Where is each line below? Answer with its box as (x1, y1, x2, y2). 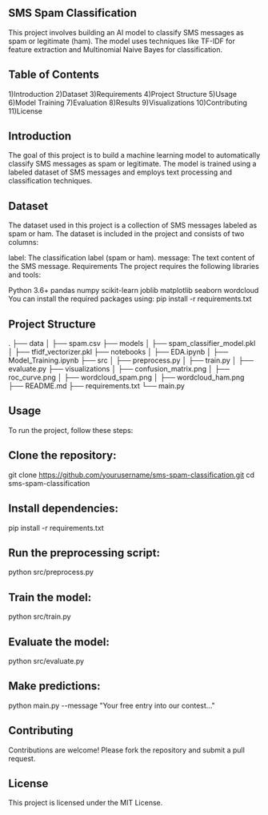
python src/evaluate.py (8, 656, 85, 665)
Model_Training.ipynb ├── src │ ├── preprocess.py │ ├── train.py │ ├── (8, 355, 254, 365)
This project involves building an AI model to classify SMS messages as (8, 27, 244, 37)
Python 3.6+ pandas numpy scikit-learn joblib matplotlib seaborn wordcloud (8, 286, 259, 295)
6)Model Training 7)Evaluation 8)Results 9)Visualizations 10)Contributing (8, 98, 248, 107)
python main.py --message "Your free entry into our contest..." (8, 701, 216, 710)
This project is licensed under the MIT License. (8, 798, 163, 808)
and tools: (8, 270, 42, 279)
